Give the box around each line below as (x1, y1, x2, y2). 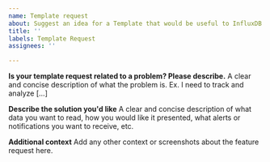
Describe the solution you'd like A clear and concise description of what (8, 104, 252, 114)
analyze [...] (8, 88, 49, 98)
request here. (8, 146, 53, 156)
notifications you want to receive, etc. (8, 122, 134, 131)
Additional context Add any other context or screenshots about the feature (8, 137, 259, 147)
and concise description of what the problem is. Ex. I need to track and (8, 80, 244, 90)
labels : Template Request (8, 34, 95, 43)
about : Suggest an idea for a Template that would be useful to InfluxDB (8, 19, 263, 28)
